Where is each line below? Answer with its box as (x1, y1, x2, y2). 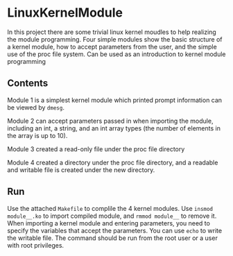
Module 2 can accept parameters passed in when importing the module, (7, 117, 214, 125)
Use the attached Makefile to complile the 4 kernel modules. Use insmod (7, 204, 214, 212)
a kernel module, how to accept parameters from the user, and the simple (7, 42, 217, 51)
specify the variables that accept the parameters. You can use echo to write (7, 226, 223, 234)
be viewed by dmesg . (7, 103, 64, 112)
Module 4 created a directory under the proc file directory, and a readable (7, 158, 218, 167)
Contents (7, 78, 49, 89)
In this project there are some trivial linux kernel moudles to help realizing (7, 28, 216, 36)
